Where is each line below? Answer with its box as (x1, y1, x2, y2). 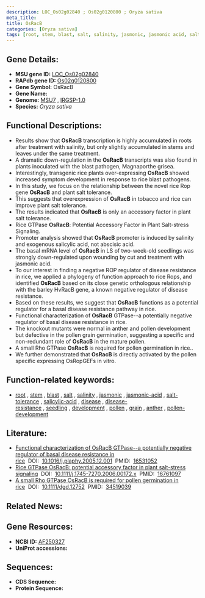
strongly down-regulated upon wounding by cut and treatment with (15, 253, 184, 261)
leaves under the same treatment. (15, 149, 100, 157)
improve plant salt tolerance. (15, 201, 87, 209)
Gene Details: (6, 54, 59, 65)
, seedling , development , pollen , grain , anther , (43, 404, 166, 411)
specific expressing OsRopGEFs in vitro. (15, 357, 117, 364)
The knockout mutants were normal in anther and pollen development (15, 325, 190, 332)
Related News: (6, 501, 63, 511)
